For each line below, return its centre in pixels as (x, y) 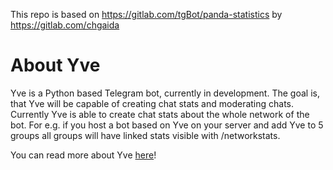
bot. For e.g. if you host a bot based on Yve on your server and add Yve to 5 (167, 125)
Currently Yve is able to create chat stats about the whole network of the (160, 114)
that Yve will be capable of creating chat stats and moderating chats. (152, 103)
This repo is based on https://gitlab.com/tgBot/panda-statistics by (146, 14)
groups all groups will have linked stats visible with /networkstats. (145, 135)
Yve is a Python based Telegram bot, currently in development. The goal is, (165, 93)
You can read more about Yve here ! (83, 155)
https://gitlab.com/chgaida (65, 25)
